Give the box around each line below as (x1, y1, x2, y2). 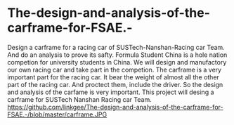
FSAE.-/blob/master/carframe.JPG (7, 110, 108, 119)
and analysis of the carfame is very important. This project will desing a (7, 88, 214, 96)
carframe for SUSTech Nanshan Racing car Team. (7, 95, 152, 103)
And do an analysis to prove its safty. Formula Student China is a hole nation (7, 51, 228, 59)
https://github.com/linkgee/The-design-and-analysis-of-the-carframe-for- (7, 103, 223, 111)
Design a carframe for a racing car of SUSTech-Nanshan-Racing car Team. (7, 43, 225, 51)
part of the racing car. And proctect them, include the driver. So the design (7, 80, 223, 88)
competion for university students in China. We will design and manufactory (7, 58, 227, 66)
